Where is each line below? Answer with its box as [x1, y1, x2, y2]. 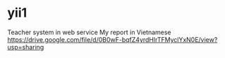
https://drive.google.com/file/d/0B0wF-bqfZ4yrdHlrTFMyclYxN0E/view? [7, 35, 218, 43]
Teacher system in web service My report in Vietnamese [7, 28, 171, 36]
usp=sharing [7, 43, 44, 51]
